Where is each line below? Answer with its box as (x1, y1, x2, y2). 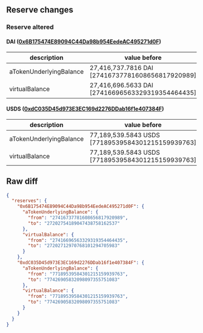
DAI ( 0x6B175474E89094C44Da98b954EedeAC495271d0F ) (6, 37, 161, 45)
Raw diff (6, 176, 38, 187)
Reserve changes (6, 5, 74, 15)
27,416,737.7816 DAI (89, 63, 153, 72)
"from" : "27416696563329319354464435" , (28, 237, 129, 244)
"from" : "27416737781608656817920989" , (28, 215, 129, 221)
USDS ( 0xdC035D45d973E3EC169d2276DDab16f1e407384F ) (6, 105, 164, 112)
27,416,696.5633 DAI (89, 81, 153, 89)
